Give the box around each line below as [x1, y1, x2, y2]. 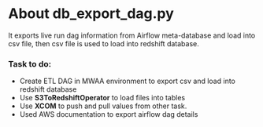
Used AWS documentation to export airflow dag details [19, 110, 198, 119]
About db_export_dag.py [8, 5, 175, 23]
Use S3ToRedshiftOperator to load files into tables [19, 93, 186, 103]
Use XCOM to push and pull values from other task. [19, 101, 187, 111]
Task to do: [8, 58, 52, 69]
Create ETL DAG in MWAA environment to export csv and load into [19, 76, 236, 86]
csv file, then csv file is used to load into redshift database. [8, 38, 199, 48]
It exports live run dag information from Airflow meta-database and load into [8, 31, 256, 40]
